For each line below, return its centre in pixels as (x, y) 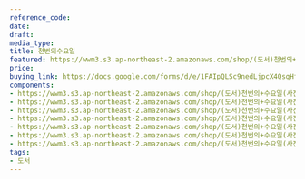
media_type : (32, 43)
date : (20, 26)
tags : (20, 152)
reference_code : (40, 18)
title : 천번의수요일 (42, 52)
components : (32, 85)
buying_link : (34, 77)
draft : (22, 34)
